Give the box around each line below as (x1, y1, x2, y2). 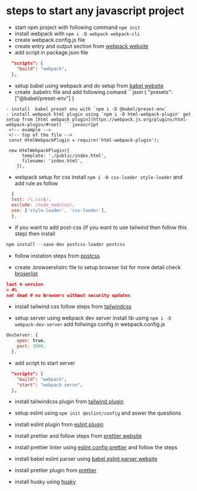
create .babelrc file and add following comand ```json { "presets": (14, 88, 173, 95)
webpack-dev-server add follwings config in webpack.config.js (14, 321, 165, 328)
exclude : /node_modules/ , (11, 202, 75, 208)
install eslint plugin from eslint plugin (14, 421, 104, 428)
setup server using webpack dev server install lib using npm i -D (14, 315, 172, 322)
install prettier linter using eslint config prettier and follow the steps (14, 444, 178, 451)
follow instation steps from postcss (14, 252, 100, 259)
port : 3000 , (17, 343, 46, 350)
